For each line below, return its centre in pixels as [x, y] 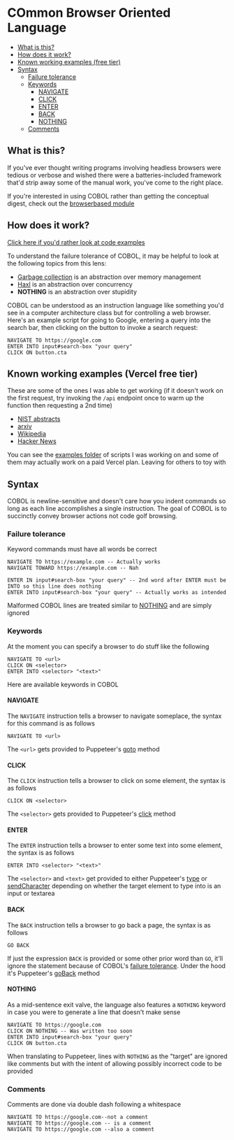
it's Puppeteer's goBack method [53, 973]
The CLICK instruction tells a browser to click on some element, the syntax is [116, 781]
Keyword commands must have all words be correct [82, 549]
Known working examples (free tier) [69, 62]
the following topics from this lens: [57, 263]
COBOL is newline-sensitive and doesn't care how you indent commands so [117, 501]
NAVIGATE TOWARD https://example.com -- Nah [73, 568]
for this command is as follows [51, 723]
